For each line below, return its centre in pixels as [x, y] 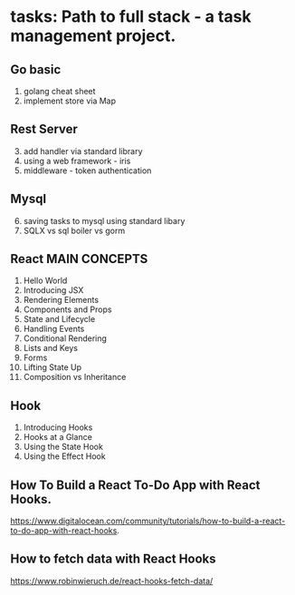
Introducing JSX [53, 290]
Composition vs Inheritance [75, 377]
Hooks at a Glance [58, 437]
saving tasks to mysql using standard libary [104, 220]
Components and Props [67, 309]
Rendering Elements [61, 300]
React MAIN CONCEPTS [79, 259]
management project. [93, 36]
